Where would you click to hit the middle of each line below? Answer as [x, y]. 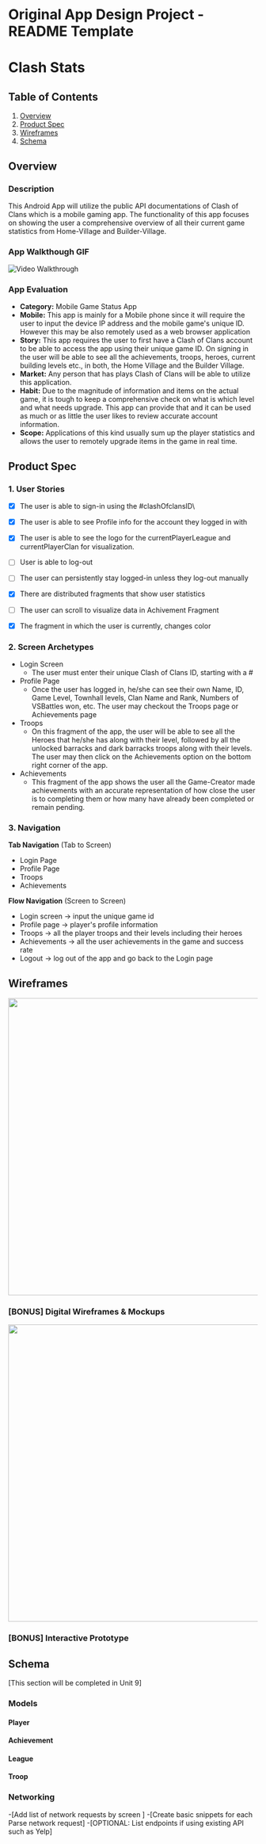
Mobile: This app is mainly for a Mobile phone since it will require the [132, 315]
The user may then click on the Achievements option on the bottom [141, 756]
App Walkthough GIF [49, 251]
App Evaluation [38, 289]
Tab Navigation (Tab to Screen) [60, 845]
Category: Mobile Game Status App [78, 307]
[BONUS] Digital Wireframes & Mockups [87, 1311]
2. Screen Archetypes [51, 647]
